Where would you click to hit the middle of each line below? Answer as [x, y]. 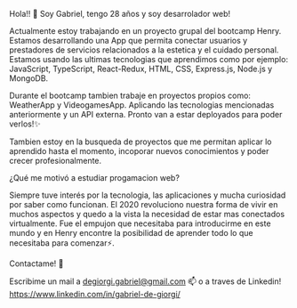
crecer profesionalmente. [56, 161]
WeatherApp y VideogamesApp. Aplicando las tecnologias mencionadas [142, 105]
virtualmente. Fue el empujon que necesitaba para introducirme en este [140, 223]
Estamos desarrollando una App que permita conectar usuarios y [128, 41]
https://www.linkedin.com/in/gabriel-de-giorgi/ [95, 294]
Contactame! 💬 [36, 263]
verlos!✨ [25, 124]
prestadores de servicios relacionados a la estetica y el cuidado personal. [144, 50]
